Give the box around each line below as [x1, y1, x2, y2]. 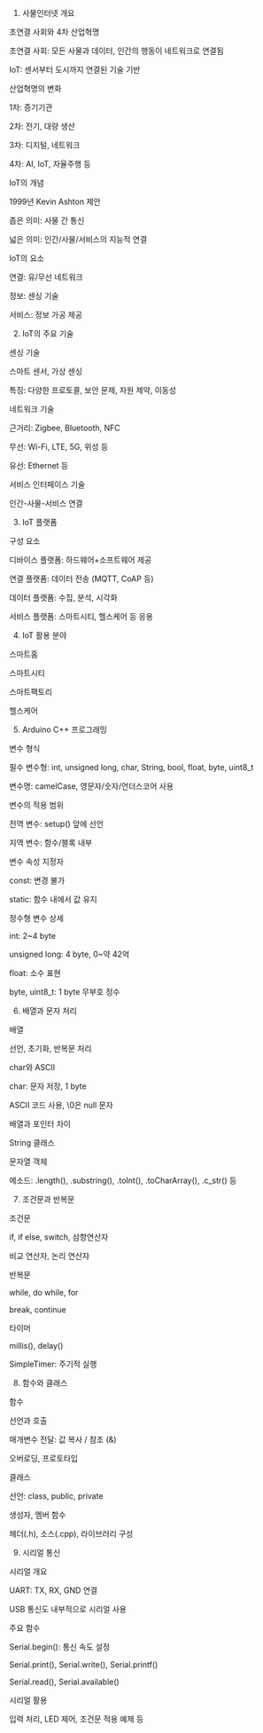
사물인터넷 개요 [21, 8, 75, 18]
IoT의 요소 [9, 253, 44, 264]
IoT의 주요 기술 [21, 328, 74, 339]
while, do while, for [9, 1288, 79, 1297]
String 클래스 [9, 1138, 55, 1147]
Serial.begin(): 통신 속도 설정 [9, 1642, 111, 1652]
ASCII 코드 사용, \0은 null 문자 [9, 1099, 113, 1110]
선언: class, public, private [9, 1491, 104, 1501]
